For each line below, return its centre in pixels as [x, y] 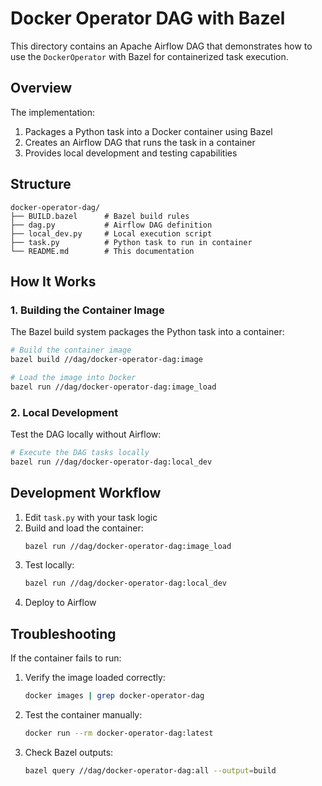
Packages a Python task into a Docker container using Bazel [148, 131]
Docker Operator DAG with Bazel [148, 18]
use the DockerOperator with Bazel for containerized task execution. [149, 56]
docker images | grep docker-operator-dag [114, 696]
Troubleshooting [63, 633]
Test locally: [49, 565]
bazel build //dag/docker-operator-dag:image [106, 360]
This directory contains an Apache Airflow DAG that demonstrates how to [161, 46]
